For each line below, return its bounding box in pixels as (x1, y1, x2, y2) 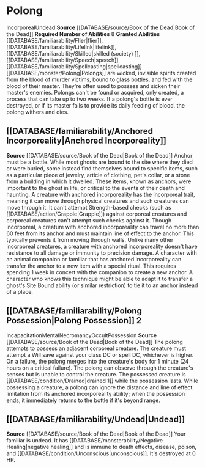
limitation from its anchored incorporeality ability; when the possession (6, 390, 185, 397)
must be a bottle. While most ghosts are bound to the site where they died (6, 158, 193, 166)
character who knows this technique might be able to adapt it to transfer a (6, 275, 193, 282)
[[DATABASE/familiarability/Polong (6, 306, 142, 316)
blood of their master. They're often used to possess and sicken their (6, 82, 181, 89)
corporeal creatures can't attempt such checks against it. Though (6, 216, 172, 224)
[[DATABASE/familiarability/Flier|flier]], (6, 37, 103, 44)
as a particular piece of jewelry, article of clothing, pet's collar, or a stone (6, 171, 190, 178)
